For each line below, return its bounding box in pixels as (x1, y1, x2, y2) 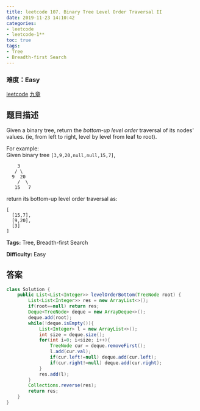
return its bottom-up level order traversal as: (6, 195, 118, 202)
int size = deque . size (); (38, 331, 105, 338)
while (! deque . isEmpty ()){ (28, 320, 95, 326)
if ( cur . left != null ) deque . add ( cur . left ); (49, 354, 157, 360)
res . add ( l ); (38, 371, 70, 378)
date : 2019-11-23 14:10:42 (6, 15, 75, 21)
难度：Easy (6, 76, 40, 84)
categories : (6, 20, 37, 26)
